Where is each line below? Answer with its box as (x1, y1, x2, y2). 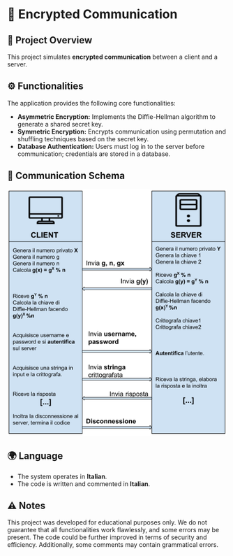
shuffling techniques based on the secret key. (17, 134, 149, 143)
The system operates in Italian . (17, 472, 107, 480)
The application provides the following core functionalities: (7, 99, 176, 107)
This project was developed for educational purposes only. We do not (7, 518, 208, 527)
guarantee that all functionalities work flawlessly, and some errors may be (7, 526, 220, 534)
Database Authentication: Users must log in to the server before (17, 142, 205, 150)
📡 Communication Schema (7, 170, 126, 182)
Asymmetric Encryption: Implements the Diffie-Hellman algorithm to (17, 112, 216, 121)
